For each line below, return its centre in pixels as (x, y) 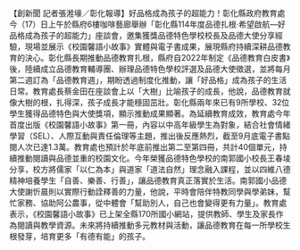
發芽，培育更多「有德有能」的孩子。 (83, 236)
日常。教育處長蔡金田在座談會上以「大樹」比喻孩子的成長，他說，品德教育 (146, 91)
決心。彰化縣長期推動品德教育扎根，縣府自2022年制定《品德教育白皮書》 (157, 58)
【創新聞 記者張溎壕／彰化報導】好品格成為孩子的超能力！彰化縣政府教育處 (147, 13)
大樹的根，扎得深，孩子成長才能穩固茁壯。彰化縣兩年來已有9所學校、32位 (153, 102)
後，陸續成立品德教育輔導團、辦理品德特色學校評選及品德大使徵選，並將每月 (150, 69)
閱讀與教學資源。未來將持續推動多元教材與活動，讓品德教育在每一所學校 (150, 225)
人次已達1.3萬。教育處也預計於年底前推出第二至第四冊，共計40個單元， (148, 147)
